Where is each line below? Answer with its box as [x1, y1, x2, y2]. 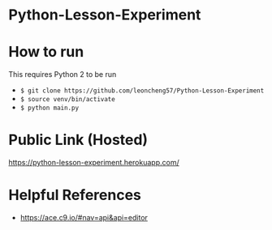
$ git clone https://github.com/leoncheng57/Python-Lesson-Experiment [19, 87, 265, 95]
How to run [8, 43, 84, 62]
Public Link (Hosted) [8, 131, 149, 149]
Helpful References [8, 186, 142, 204]
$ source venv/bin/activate [19, 96, 115, 104]
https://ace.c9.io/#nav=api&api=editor [19, 213, 149, 222]
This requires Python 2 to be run [8, 70, 117, 79]
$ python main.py [19, 104, 80, 113]
